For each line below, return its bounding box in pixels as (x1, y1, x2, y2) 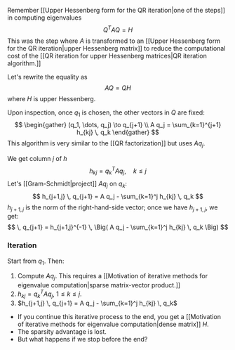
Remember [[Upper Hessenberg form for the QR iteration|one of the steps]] (7, 6, 226, 14)
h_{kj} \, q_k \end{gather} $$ (76, 128, 160, 136)
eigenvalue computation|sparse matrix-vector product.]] (17, 281, 181, 290)
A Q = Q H (105, 84, 131, 92)
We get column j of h (7, 155, 68, 163)
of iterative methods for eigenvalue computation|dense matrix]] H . (17, 320, 209, 328)
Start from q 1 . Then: (7, 257, 65, 266)
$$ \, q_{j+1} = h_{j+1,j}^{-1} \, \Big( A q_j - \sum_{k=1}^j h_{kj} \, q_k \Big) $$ (7, 223, 229, 231)
